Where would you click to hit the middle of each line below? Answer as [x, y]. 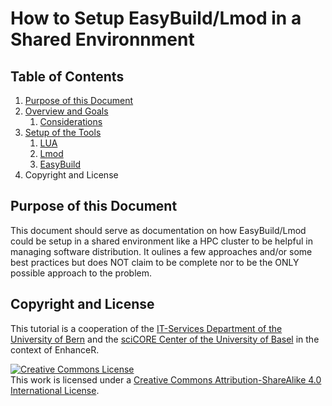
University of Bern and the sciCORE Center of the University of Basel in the [165, 339]
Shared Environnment [102, 39]
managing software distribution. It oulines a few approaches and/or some [161, 251]
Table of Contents [67, 76]
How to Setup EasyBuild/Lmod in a [156, 18]
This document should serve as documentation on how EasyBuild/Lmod [158, 230]
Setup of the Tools [63, 132]
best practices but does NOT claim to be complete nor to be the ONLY [155, 262]
